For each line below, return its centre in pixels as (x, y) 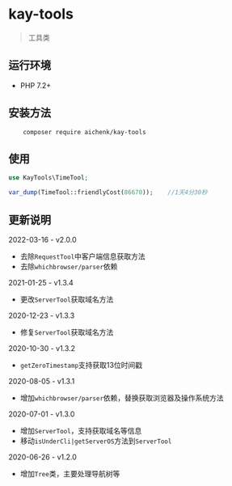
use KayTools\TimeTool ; (49, 178)
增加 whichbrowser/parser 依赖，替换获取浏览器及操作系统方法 (122, 398)
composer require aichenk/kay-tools (85, 132)
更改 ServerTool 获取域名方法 (67, 299)
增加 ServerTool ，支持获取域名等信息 (81, 430)
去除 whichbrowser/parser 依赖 (69, 266)
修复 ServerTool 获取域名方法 (67, 332)
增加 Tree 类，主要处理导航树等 (70, 473)
